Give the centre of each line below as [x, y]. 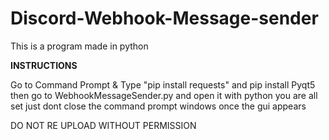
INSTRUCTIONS [44, 65]
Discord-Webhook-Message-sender [164, 18]
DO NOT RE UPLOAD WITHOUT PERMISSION [103, 125]
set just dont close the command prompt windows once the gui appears [158, 106]
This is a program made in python [79, 46]
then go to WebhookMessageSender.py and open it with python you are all [164, 95]
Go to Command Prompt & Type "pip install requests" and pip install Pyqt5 [163, 84]
